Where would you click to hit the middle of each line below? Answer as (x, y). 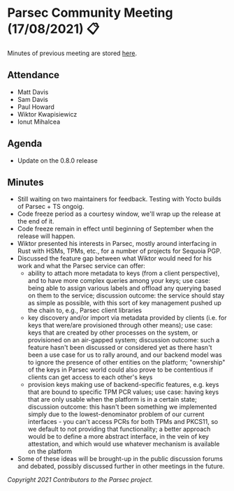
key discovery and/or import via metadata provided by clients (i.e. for (127, 318)
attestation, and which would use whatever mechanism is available (124, 444)
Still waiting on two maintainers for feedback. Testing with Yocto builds (119, 199)
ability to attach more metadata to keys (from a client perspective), (124, 273)
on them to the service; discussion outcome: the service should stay (126, 295)
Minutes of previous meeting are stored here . (72, 53)
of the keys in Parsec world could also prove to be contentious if (120, 370)
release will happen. (46, 236)
